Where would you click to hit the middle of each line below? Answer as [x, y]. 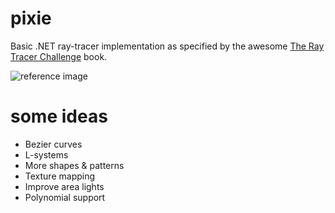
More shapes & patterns [74, 165]
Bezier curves [53, 144]
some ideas [59, 116]
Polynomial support [65, 197]
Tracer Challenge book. [59, 56]
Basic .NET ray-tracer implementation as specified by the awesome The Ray [167, 46]
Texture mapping [60, 176]
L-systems [46, 154]
